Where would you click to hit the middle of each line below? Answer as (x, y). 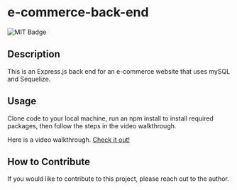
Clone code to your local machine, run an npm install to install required (111, 118)
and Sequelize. (29, 79)
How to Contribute (49, 161)
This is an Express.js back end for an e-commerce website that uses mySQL (119, 71)
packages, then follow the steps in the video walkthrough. (92, 125)
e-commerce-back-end (78, 12)
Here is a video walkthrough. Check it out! (68, 140)
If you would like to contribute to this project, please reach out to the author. (118, 179)
